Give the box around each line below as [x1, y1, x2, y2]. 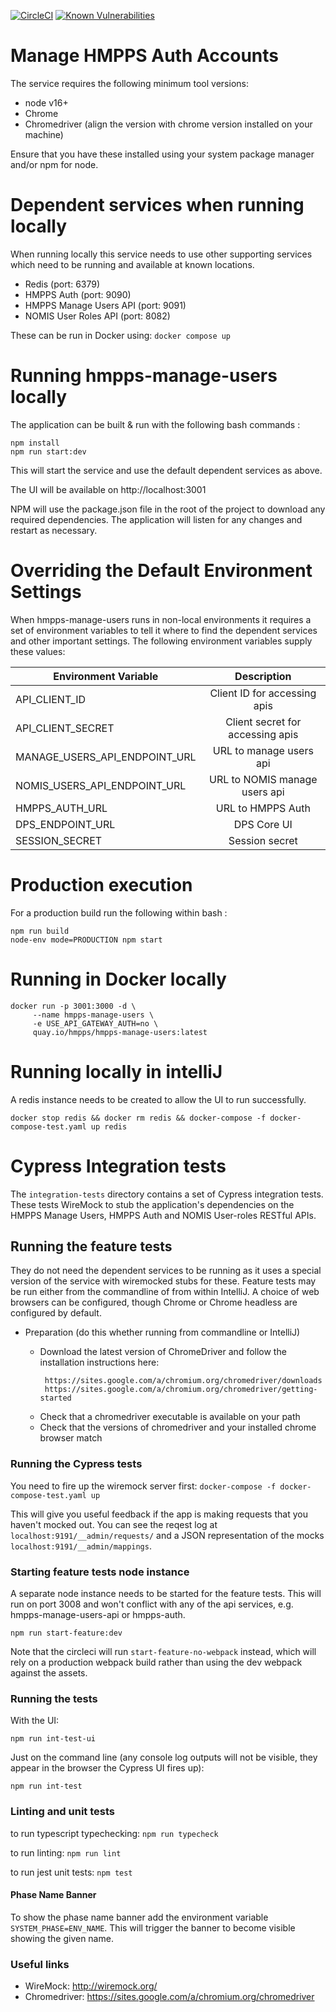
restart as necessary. [10, 524, 98, 536]
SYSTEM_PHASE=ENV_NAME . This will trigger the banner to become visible [10, 1921, 296, 1934]
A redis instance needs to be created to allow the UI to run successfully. [10, 1093, 307, 1105]
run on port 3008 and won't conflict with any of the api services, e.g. [10, 1598, 294, 1610]
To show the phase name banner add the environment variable [10, 1911, 269, 1923]
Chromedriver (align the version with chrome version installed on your [24, 118, 313, 130]
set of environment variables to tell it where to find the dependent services [10, 624, 318, 636]
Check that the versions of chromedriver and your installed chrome [39, 1421, 317, 1434]
